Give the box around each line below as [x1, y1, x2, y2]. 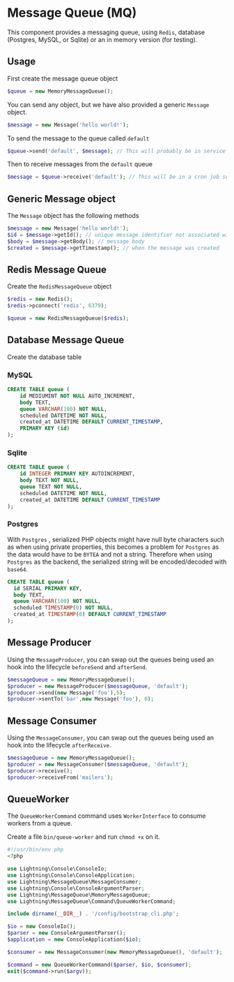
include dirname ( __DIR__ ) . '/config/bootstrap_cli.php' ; [7, 910, 179, 918]
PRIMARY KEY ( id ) [19, 425, 70, 432]
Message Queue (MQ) [7, 5, 137, 21]
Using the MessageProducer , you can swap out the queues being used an [7, 655, 214, 664]
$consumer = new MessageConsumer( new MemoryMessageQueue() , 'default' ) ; [7, 948, 223, 955]
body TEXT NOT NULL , [19, 477, 79, 484]
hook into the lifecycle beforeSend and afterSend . [7, 662, 148, 671]
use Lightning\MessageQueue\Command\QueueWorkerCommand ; [7, 897, 176, 905]
